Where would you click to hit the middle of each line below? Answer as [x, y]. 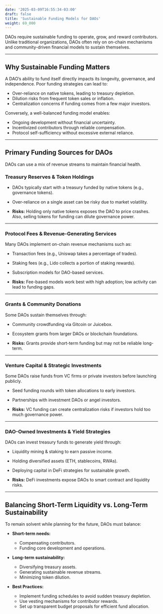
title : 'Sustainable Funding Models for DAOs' [53, 18]
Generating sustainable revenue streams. [60, 572]
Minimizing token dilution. [45, 577]
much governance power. [38, 415]
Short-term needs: [31, 534]
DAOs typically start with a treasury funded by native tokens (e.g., [78, 188]
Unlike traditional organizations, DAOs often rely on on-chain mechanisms [79, 42]
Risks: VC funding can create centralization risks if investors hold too [81, 409]
